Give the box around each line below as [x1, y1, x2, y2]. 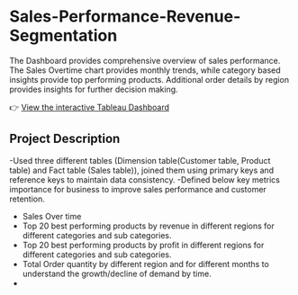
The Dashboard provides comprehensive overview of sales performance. [9, 55, 281, 66]
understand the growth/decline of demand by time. [22, 268, 212, 279]
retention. [9, 193, 45, 204]
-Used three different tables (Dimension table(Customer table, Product [9, 155, 271, 165]
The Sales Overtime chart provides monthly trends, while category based [9, 65, 281, 76]
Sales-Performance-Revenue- [9, 6, 241, 27]
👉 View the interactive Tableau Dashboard [9, 102, 169, 112]
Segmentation [9, 25, 118, 46]
